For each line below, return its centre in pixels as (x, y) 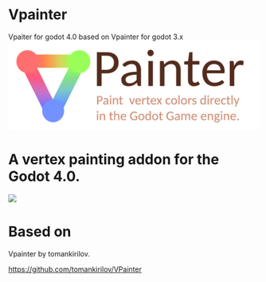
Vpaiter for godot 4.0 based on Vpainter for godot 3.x (96, 37)
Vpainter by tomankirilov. (49, 253)
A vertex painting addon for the (114, 160)
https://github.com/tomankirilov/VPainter (75, 269)
